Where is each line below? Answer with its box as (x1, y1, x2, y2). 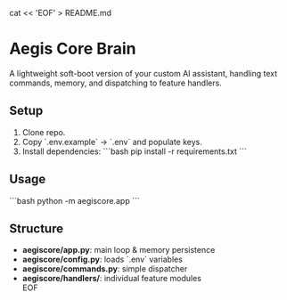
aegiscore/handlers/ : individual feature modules (21, 273, 202, 284)
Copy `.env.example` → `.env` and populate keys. (21, 136, 202, 147)
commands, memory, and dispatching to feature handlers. (9, 77, 223, 88)
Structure (9, 221, 64, 236)
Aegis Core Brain (9, 39, 136, 59)
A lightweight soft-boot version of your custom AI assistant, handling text (9, 68, 278, 78)
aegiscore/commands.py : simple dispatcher (21, 264, 188, 274)
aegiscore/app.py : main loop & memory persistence (21, 245, 216, 255)
